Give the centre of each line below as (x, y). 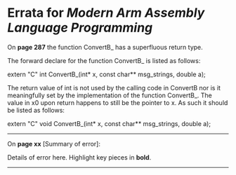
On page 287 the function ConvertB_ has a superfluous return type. (105, 47)
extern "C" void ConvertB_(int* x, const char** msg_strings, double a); (109, 123)
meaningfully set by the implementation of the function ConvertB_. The (110, 95)
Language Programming (80, 28)
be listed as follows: (36, 110)
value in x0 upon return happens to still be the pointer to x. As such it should (118, 102)
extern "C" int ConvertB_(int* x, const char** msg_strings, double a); (106, 74)
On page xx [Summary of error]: (54, 143)
